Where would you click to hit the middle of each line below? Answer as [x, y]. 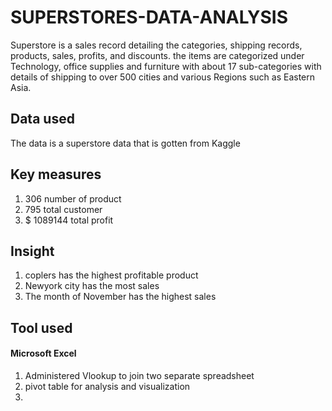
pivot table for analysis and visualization [107, 386]
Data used [42, 119]
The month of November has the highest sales [120, 297]
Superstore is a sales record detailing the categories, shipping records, [156, 45]
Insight [32, 251]
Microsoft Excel [43, 353]
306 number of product [73, 198]
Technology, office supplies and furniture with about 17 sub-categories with [166, 66]
